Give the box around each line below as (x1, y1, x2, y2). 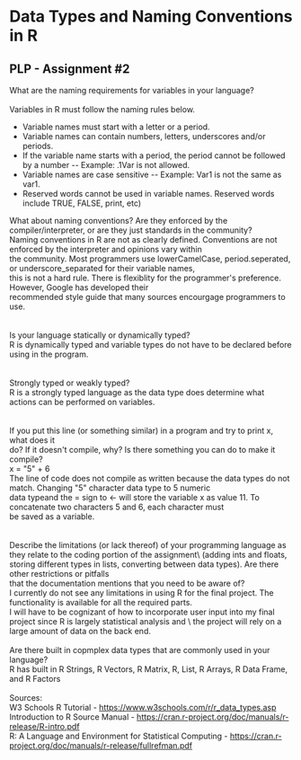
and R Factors (9, 674, 61, 684)
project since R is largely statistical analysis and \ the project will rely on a (9, 616, 282, 626)
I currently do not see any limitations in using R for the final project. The (9, 588, 274, 598)
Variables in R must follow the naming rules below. (9, 104, 196, 114)
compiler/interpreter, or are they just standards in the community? (9, 225, 253, 235)
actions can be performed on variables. (9, 397, 155, 407)
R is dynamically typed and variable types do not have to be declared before (9, 340, 292, 349)
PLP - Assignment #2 (9, 61, 130, 76)
